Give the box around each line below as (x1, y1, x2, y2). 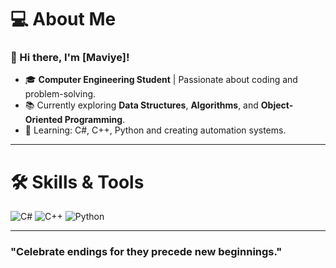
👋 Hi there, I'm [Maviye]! (10, 51, 130, 65)
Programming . (64, 114, 126, 126)
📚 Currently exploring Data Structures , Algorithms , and (24, 99, 259, 111)
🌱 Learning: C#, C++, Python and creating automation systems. (24, 124, 287, 136)
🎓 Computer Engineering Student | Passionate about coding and (24, 74, 298, 86)
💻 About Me (10, 8, 117, 31)
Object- (260, 99, 294, 111)
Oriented (24, 114, 63, 126)
